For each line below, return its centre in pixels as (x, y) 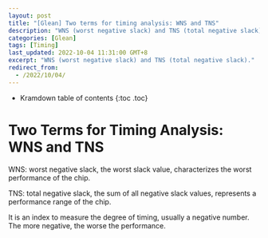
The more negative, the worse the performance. (87, 225)
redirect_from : (33, 68)
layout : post (30, 16)
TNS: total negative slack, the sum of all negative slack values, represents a (132, 193)
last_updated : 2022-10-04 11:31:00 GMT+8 (78, 53)
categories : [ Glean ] (43, 38)
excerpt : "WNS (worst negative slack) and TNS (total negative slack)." (132, 61)
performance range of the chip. (60, 201)
